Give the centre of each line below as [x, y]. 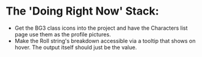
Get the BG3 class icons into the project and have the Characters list [101, 28]
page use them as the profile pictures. [63, 34]
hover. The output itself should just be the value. [76, 47]
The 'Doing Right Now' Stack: [82, 11]
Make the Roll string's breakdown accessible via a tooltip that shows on [105, 41]
